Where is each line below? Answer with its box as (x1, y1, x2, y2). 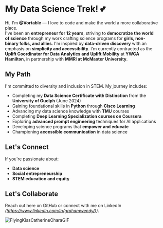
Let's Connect (5, 143, 49, 152)
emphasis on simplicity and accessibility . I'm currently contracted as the (5, 45, 153, 52)
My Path (5, 70, 31, 78)
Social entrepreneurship (12, 171, 62, 176)
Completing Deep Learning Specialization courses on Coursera (12, 113, 142, 119)
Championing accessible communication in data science (12, 129, 128, 134)
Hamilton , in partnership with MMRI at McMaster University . (5, 56, 128, 62)
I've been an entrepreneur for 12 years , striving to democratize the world (5, 30, 154, 36)
